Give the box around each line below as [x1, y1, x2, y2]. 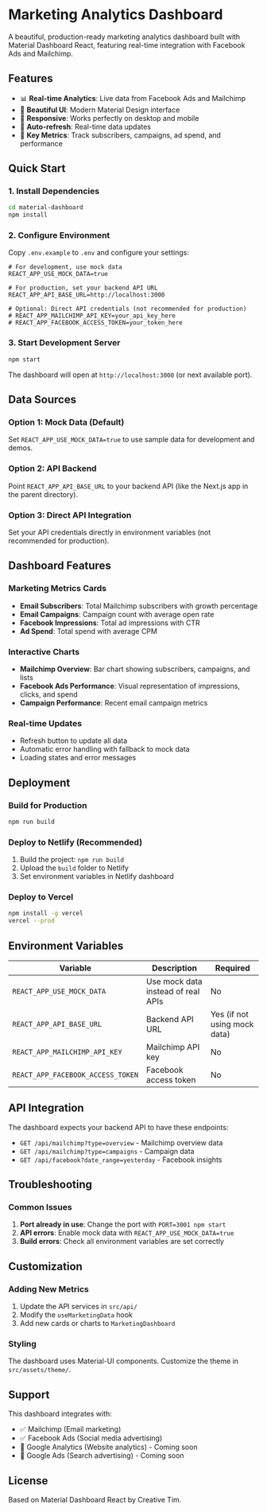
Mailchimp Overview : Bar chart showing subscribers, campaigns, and [19, 664, 250, 674]
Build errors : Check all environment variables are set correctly [19, 1237, 225, 1246]
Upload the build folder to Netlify [19, 863, 130, 873]
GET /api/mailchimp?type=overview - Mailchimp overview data [19, 1137, 223, 1147]
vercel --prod [8, 917, 56, 925]
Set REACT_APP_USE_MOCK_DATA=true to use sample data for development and [8, 435, 255, 445]
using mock [210, 1018, 254, 1029]
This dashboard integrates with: [8, 1409, 113, 1419]
